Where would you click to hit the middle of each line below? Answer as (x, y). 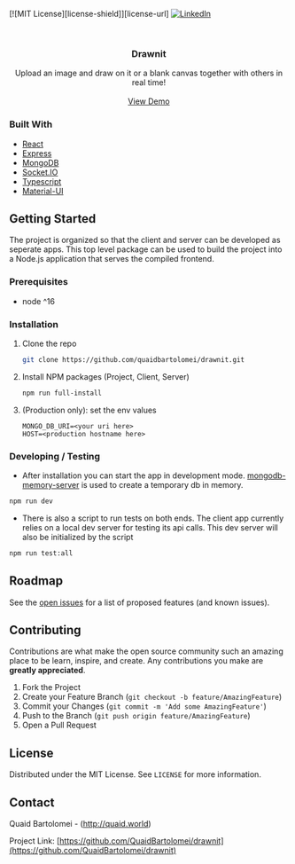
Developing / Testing (54, 456)
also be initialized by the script (78, 537)
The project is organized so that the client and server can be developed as (145, 240)
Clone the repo (49, 343)
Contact (32, 802)
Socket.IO (40, 172)
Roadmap (36, 581)
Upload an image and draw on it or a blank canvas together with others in (149, 73)
